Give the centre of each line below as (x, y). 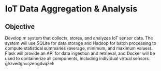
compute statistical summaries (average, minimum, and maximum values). (79, 48)
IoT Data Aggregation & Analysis (71, 9)
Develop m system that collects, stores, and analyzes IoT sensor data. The (79, 38)
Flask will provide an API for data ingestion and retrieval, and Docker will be (80, 53)
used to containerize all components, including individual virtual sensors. (78, 58)
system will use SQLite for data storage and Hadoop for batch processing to (80, 43)
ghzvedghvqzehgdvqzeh (30, 64)
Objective (20, 27)
